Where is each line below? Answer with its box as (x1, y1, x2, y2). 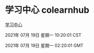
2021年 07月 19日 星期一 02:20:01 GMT (5, 42, 84, 48)
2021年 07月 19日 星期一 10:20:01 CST (5, 32, 82, 38)
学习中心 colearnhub (5, 4, 90, 16)
